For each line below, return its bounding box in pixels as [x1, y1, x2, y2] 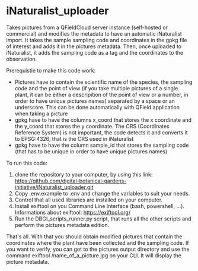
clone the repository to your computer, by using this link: [14, 171, 153, 178]
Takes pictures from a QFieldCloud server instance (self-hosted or [6, 24, 168, 31]
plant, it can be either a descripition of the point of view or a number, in [14, 91, 189, 98]
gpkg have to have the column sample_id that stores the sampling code [14, 141, 189, 149]
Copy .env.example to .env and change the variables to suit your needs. [14, 190, 190, 197]
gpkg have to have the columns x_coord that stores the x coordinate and [14, 116, 191, 123]
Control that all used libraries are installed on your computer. [14, 196, 163, 203]
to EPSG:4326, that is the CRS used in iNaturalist [14, 135, 134, 142]
